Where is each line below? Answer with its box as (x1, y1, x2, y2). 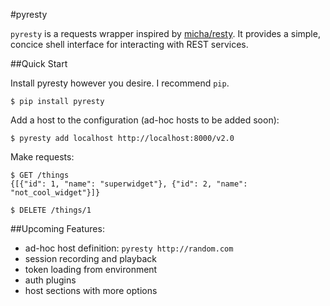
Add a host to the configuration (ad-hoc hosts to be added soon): (10, 114, 280, 126)
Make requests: (10, 151, 75, 163)
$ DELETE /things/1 (10, 205, 92, 215)
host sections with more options (24, 285, 158, 296)
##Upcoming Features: (10, 223, 105, 234)
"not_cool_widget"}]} (10, 188, 101, 198)
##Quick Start (10, 58, 68, 69)
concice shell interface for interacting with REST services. (10, 39, 249, 50)
